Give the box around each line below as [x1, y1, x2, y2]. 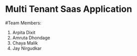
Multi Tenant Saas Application [5, 3, 133, 15]
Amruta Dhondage [12, 35, 50, 41]
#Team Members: [5, 20, 41, 26]
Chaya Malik [12, 40, 38, 46]
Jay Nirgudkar [12, 45, 42, 51]
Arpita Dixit [12, 29, 36, 35]
